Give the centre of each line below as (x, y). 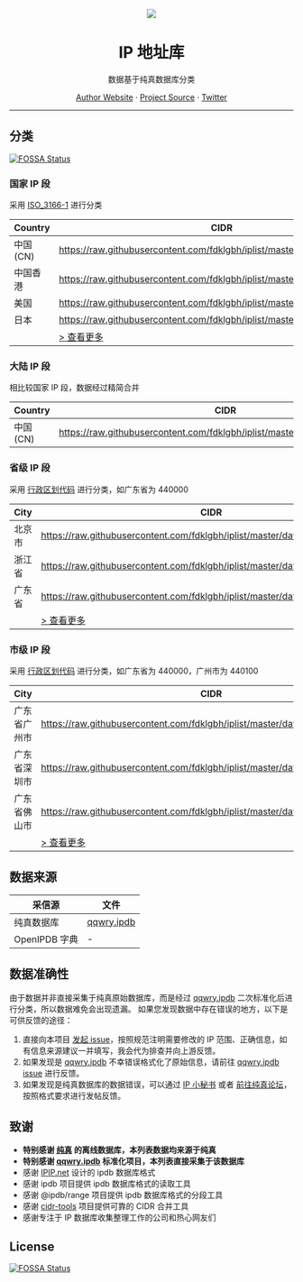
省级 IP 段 (30, 468)
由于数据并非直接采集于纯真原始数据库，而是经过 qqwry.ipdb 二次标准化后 (147, 997)
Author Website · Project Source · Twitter (151, 97)
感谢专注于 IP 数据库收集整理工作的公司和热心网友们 (119, 1218)
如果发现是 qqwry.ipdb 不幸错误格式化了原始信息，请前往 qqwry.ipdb (151, 1062)
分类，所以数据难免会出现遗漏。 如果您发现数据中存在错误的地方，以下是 (152, 1009)
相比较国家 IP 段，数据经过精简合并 (74, 388)
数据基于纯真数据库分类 (151, 79)
